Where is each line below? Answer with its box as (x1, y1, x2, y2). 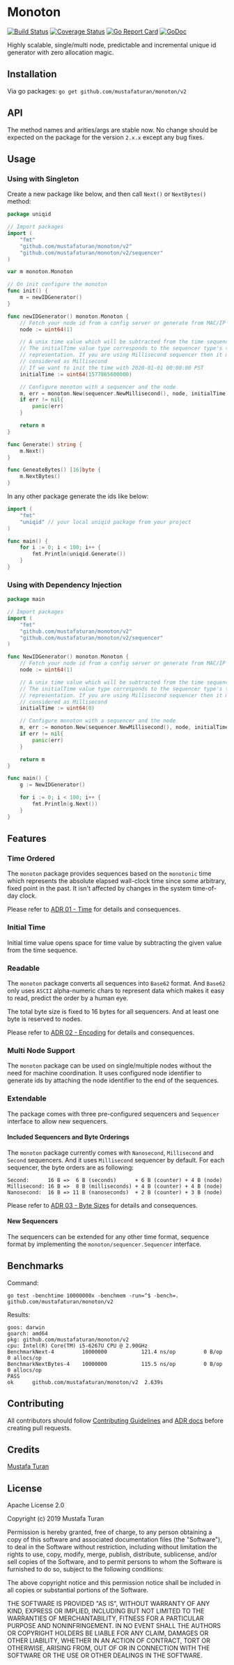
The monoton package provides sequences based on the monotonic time (7, 869, 212, 878)
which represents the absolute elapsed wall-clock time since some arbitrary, (7, 877, 226, 885)
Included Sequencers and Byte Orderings (7, 1133, 130, 1142)
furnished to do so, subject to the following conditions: (7, 1565, 164, 1574)
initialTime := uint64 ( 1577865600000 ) (19, 371, 132, 378)
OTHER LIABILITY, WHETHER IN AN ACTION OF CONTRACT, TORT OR (7, 1636, 210, 1645)
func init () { (7, 287, 49, 295)
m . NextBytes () (19, 473, 61, 480)
